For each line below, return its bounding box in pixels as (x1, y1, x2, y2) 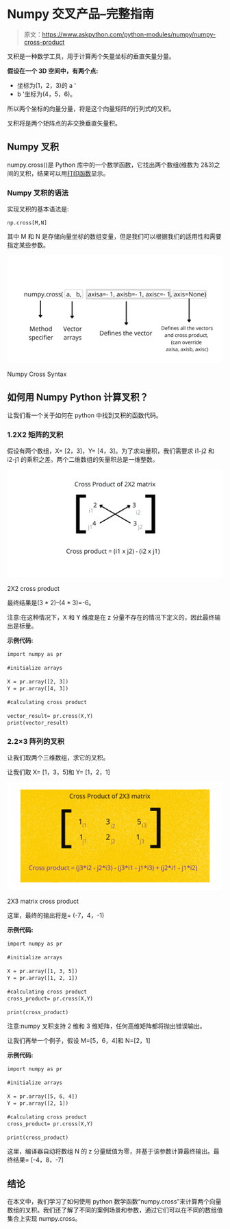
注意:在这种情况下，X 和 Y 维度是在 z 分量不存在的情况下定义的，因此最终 (7, 613, 215, 622)
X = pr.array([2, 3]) (7, 679, 69, 686)
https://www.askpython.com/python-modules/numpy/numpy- (42, 30, 216, 38)
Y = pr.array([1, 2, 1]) (7, 975, 78, 982)
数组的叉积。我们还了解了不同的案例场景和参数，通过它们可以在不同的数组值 (7, 1206, 223, 1215)
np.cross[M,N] (7, 220, 48, 226)
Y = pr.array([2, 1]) (7, 1100, 69, 1107)
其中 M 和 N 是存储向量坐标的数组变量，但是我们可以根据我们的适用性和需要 (7, 233, 222, 241)
